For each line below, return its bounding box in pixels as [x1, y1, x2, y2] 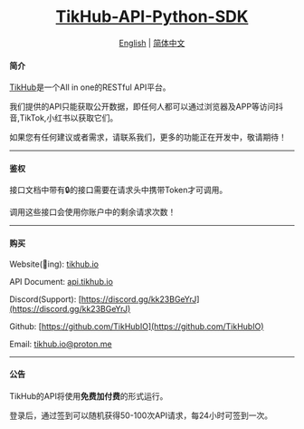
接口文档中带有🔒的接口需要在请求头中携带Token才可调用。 [9, 184, 228, 196]
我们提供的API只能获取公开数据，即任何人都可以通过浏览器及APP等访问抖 [9, 102, 283, 112]
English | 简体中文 [119, 37, 185, 48]
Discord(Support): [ [9, 293, 82, 305]
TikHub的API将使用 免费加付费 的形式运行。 [9, 390, 168, 401]
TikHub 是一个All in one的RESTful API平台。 [9, 82, 171, 93]
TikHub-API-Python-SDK [55, 6, 249, 27]
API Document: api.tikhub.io [9, 276, 113, 287]
